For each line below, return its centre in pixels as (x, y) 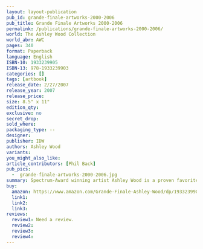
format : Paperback (29, 51)
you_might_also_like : (34, 158)
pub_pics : (19, 169)
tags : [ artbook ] (27, 79)
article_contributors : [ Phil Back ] (51, 164)
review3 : (23, 231)
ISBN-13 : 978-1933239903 (37, 68)
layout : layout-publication (42, 12)
